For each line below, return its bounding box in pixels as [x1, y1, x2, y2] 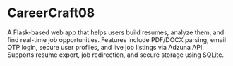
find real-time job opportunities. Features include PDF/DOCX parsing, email [7, 35, 227, 44]
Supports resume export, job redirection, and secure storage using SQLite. [7, 51, 225, 59]
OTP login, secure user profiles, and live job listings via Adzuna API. [7, 43, 205, 51]
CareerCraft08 [7, 5, 95, 21]
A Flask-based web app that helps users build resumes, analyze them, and [7, 28, 225, 37]
